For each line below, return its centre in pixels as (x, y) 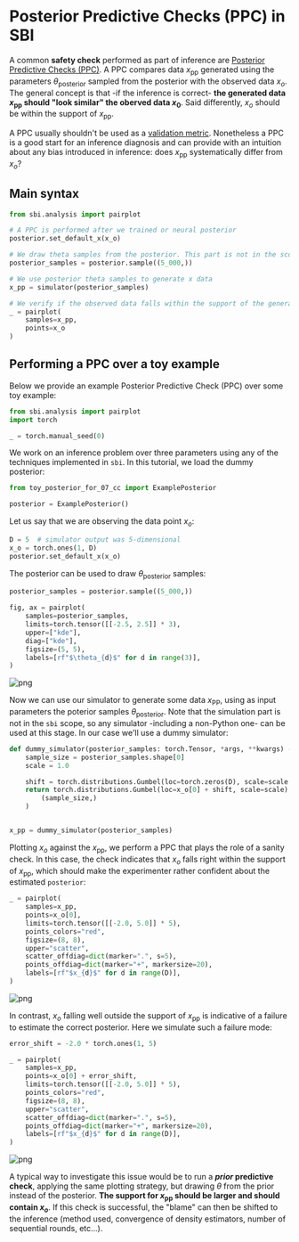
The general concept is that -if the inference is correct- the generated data (148, 93)
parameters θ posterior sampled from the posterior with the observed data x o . (148, 82)
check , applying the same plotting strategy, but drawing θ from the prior (142, 1186)
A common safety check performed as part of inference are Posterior (137, 60)
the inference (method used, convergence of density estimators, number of (148, 1219)
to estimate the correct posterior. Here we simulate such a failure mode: (141, 1027)
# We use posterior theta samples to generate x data (111, 279)
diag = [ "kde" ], (51, 641)
